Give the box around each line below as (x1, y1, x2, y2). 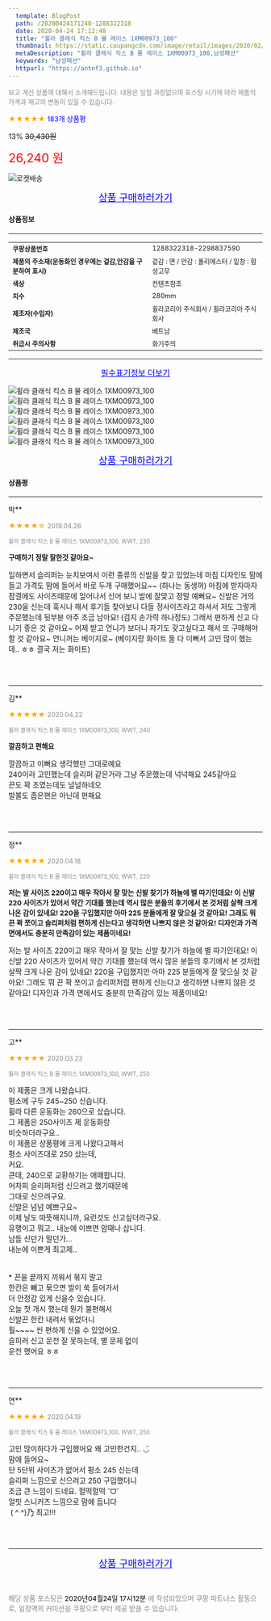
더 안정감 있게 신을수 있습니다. (8, 1294, 106, 1304)
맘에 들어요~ (8, 1455, 49, 1464)
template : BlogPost (15, 11, 81, 20)
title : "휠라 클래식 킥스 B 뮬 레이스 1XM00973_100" (15, 34, 178, 43)
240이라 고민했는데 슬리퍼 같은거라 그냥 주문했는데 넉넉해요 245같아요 (8, 770, 237, 779)
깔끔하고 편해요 (8, 742, 55, 751)
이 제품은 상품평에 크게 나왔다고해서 (8, 1139, 124, 1149)
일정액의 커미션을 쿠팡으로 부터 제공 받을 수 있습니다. (19, 1604, 180, 1614)
